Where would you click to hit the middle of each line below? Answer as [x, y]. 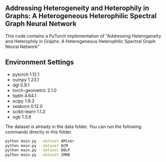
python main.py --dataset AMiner [40, 141]
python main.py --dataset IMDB [38, 155]
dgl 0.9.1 [21, 85]
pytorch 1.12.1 [26, 74]
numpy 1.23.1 [25, 79]
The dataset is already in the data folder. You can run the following [73, 126]
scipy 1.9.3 [23, 101]
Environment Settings [40, 62]
